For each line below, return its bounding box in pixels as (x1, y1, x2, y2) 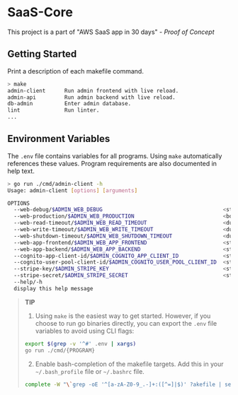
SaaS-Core (7, 4, 73, 20)
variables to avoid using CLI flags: (35, 326, 135, 335)
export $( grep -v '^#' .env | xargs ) (24, 340, 137, 347)
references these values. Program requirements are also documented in (7, 159, 217, 167)
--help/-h (13, 278, 42, 286)
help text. (7, 167, 35, 175)
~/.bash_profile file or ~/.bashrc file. (35, 367, 145, 375)
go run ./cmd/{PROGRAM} (24, 347, 96, 354)
